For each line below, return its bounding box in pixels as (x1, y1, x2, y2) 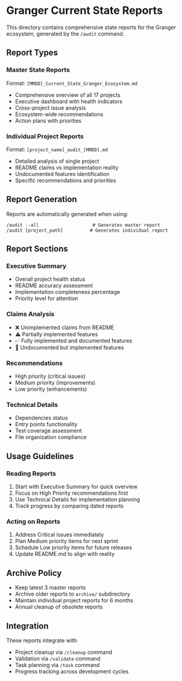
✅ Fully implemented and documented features (14, 337, 133, 344)
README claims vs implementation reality (14, 164, 119, 171)
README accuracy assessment (14, 282, 93, 289)
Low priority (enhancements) (14, 385, 87, 393)
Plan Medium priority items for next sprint (14, 538, 119, 545)
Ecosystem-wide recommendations (14, 110, 104, 118)
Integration (6, 621, 49, 631)
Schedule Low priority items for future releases (14, 544, 133, 551)
